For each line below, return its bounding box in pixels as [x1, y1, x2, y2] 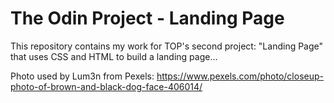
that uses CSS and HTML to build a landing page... [10, 50, 218, 62]
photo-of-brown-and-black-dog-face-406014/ [10, 80, 203, 92]
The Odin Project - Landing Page [10, 7, 285, 30]
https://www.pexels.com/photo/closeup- [156, 70, 324, 82]
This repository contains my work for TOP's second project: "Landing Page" [10, 40, 324, 52]
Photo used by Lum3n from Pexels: [10, 70, 155, 82]
